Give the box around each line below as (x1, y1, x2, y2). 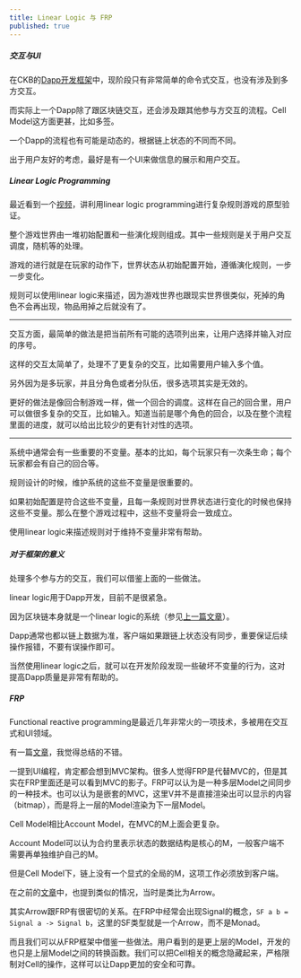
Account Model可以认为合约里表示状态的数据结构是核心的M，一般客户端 (9, 838, 277, 849)
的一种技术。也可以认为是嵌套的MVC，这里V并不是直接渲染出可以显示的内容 (9, 789, 292, 799)
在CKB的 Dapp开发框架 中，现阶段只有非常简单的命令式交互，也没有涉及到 (9, 74, 280, 85)
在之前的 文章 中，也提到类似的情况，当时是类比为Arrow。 (9, 887, 220, 898)
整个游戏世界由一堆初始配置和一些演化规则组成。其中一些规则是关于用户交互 (9, 230, 292, 240)
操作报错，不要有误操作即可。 (9, 642, 119, 652)
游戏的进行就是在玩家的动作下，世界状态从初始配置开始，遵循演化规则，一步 (9, 259, 292, 270)
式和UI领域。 (9, 728, 57, 738)
